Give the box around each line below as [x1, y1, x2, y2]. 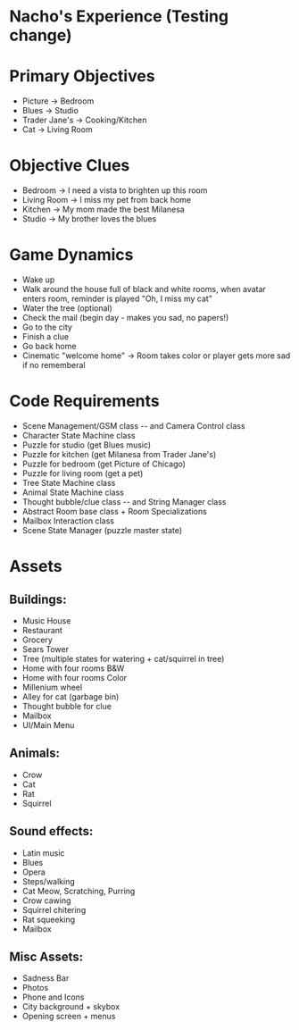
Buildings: [9, 591, 67, 607]
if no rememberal [21, 360, 87, 370]
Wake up [21, 274, 55, 285]
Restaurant [21, 624, 62, 635]
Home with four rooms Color [21, 672, 128, 682]
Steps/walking [21, 875, 76, 886]
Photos [21, 983, 49, 993]
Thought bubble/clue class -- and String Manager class [21, 496, 227, 507]
